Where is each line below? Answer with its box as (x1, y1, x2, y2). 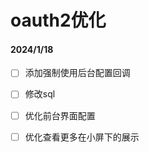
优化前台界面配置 (24, 109, 96, 121)
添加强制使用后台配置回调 (24, 67, 131, 79)
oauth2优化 (10, 9, 107, 32)
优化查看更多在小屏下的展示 (24, 131, 140, 143)
